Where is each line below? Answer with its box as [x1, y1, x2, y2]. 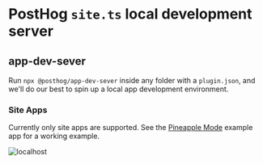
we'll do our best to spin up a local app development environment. [8, 84, 229, 94]
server [8, 22, 54, 40]
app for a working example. [8, 131, 100, 141]
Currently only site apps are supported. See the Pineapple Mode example [8, 123, 253, 132]
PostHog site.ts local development [8, 5, 252, 23]
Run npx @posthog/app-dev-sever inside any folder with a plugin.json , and [8, 76, 256, 85]
